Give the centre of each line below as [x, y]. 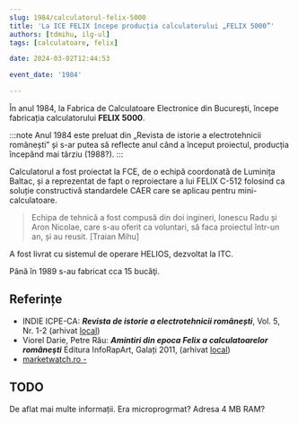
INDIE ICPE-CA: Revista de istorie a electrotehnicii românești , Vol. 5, [151, 321]
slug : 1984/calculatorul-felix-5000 [78, 17]
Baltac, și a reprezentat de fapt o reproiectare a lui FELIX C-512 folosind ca [147, 181]
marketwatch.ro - [54, 358]
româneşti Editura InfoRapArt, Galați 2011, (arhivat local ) [126, 350]
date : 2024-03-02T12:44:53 [60, 59]
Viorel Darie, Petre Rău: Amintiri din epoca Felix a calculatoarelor [145, 340]
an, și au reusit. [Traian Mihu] [85, 237]
